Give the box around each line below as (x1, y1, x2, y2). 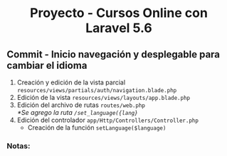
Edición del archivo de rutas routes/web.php (16, 101, 146, 109)
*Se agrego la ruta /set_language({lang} (16, 108, 138, 116)
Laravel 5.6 (85, 20, 152, 36)
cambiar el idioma (6, 59, 88, 72)
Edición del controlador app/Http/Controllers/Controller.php (16, 116, 199, 124)
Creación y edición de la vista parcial (16, 78, 126, 87)
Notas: (6, 140, 31, 150)
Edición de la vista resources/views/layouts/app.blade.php (16, 94, 190, 101)
